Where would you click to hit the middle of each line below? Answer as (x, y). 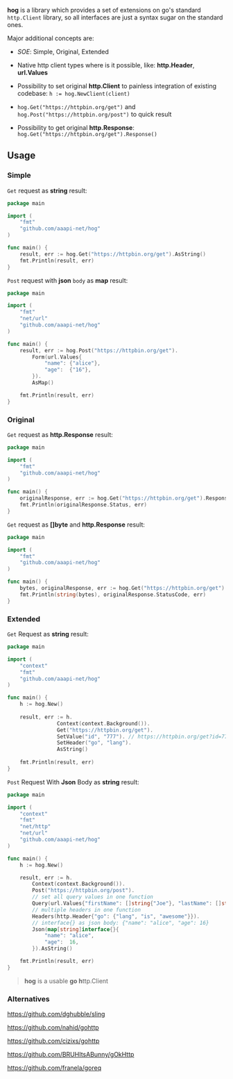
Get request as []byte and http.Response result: (76, 525)
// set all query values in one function (93, 897)
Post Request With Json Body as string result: (74, 782)
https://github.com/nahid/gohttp (53, 1028)
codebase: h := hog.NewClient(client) (74, 93)
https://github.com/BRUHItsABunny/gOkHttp (71, 1055)
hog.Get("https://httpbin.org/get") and (76, 107)
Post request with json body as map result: (68, 280)
